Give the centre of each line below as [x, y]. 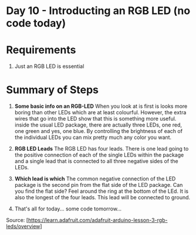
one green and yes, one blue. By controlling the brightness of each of [99, 131]
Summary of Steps [52, 90]
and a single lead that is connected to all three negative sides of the [97, 161]
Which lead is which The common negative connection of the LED [95, 179]
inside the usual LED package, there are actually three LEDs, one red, [98, 125]
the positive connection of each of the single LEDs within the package [99, 155]
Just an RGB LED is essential [49, 66]
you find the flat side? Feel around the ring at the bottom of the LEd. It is [102, 191]
